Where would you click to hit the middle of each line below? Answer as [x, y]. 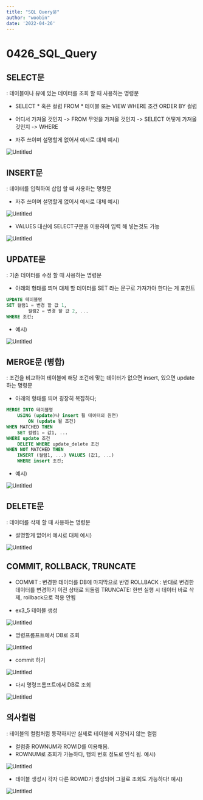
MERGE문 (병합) [36, 362]
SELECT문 [26, 77]
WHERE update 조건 [28, 438]
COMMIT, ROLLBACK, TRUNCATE [71, 567]
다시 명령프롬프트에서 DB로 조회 [53, 685]
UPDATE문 [26, 259]
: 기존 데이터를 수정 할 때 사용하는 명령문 [54, 275]
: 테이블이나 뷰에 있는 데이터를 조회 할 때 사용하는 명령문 [73, 93]
